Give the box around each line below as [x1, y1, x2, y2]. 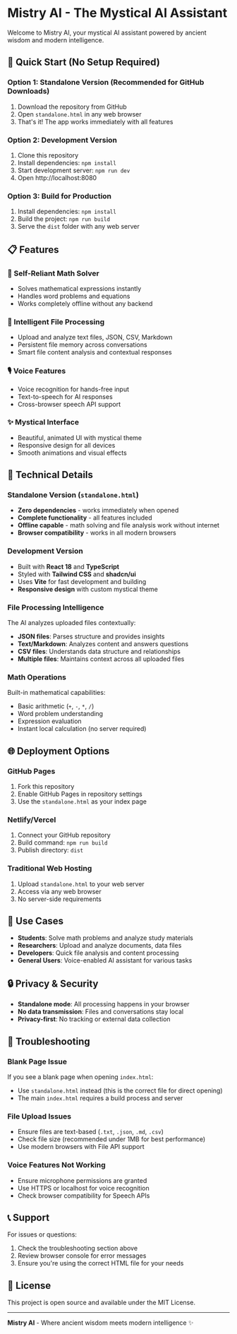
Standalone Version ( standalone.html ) [7, 490, 139, 500]
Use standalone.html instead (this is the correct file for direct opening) [17, 1086, 224, 1095]
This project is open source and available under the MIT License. [7, 1298, 196, 1307]
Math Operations [7, 672, 67, 682]
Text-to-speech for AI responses [17, 392, 113, 400]
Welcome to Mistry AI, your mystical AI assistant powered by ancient [7, 28, 207, 37]
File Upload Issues [7, 1111, 72, 1121]
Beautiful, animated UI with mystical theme [17, 433, 142, 442]
